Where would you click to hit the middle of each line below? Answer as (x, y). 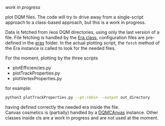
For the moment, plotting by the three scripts (52, 58)
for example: (18, 88)
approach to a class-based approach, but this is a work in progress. (76, 22)
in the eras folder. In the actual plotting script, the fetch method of (91, 43)
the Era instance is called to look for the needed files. (61, 48)
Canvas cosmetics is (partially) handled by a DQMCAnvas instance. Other (82, 112)
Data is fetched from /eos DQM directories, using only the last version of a (82, 32)
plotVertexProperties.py (37, 78)
